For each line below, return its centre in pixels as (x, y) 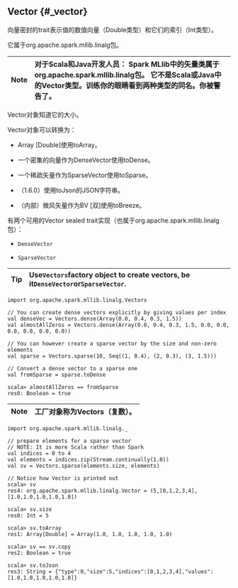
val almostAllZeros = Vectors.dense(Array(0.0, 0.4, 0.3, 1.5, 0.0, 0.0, (119, 325)
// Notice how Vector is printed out (63, 478)
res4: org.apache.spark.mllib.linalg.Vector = (77, 491)
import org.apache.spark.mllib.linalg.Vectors (77, 300)
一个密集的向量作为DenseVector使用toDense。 (86, 160)
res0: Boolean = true (39, 393)
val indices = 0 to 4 (39, 453)
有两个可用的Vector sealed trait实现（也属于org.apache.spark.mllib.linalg (113, 220)
